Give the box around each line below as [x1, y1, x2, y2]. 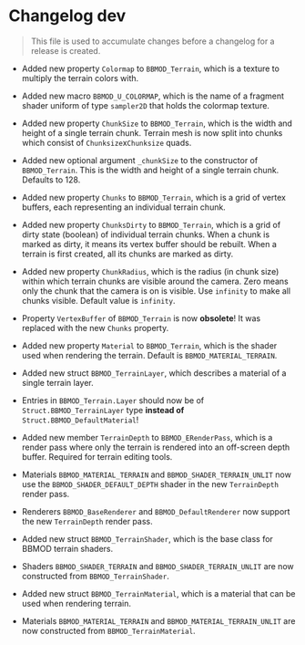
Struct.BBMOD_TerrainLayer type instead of [21, 404, 185, 415]
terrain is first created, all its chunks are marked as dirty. [21, 248, 234, 259]
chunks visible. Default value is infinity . [21, 295, 176, 306]
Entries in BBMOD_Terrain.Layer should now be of [21, 394, 205, 406]
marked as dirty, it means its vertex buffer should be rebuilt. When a [21, 238, 277, 249]
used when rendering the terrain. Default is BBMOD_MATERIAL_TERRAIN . [21, 349, 278, 360]
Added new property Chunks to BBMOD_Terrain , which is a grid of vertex [21, 192, 286, 203]
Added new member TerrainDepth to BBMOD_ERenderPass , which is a [21, 432, 273, 442]
